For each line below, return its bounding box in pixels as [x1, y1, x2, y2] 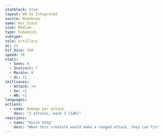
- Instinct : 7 [9, 66, 38, 71]
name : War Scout [5, 20, 38, 26]
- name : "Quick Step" [9, 120, 53, 125]
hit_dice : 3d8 [5, 48, 34, 52]
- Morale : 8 [9, 70, 34, 75]
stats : [5, 57, 18, 62]
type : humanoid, [5, 30, 38, 34]
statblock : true [5, 7, 38, 12]
